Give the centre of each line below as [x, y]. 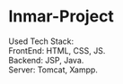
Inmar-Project [61, 17]
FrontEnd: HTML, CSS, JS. [57, 50]
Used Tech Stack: [41, 41]
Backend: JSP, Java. [46, 60]
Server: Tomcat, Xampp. [53, 70]
